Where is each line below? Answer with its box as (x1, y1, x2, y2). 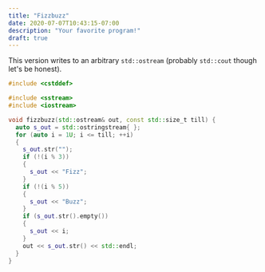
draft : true (8, 34, 48, 42)
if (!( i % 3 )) (22, 153, 69, 161)
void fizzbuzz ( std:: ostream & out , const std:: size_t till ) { (8, 116, 216, 124)
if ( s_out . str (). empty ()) (22, 212, 109, 220)
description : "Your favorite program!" (8, 26, 141, 34)
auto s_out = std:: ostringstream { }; (15, 123, 141, 132)
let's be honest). (8, 65, 62, 74)
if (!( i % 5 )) (22, 183, 69, 191)
